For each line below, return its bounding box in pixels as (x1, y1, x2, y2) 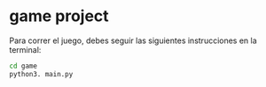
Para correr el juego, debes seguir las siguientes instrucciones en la (9, 35, 257, 46)
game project (9, 6, 109, 26)
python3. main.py (9, 69, 74, 78)
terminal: (9, 44, 42, 54)
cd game (9, 62, 38, 70)
